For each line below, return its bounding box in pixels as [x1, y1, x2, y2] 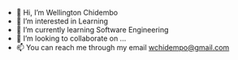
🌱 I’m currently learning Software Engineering [15, 25, 169, 34]
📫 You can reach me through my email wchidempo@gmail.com [15, 43, 230, 52]
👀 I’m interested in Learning [15, 16, 108, 26]
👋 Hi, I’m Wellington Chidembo [15, 8, 119, 17]
